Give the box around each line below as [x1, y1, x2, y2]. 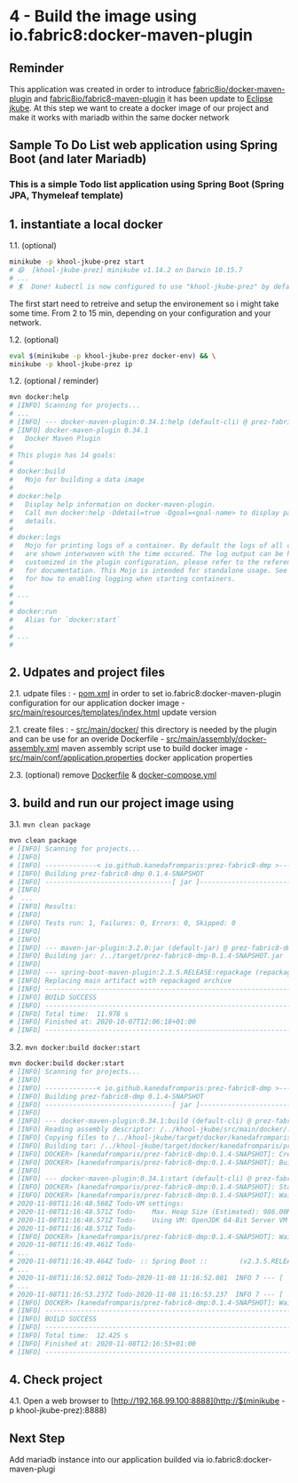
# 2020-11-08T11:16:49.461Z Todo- [9, 1240, 137, 1250]
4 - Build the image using [9, 6, 197, 27]
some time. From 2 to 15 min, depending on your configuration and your [9, 308, 271, 318]
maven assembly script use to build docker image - [60, 743, 248, 754]
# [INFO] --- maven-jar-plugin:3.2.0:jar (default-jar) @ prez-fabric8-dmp [9, 943, 295, 953]
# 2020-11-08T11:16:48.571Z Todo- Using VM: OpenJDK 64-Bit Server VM [9, 1215, 288, 1225]
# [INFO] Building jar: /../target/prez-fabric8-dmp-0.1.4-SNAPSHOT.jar [9, 952, 284, 961]
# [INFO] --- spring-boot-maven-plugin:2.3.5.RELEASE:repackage [9, 969, 252, 977]
